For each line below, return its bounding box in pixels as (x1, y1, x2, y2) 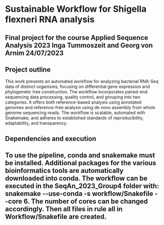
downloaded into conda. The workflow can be (5, 174, 148, 183)
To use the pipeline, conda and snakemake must (5, 151, 155, 160)
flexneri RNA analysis (5, 14, 94, 25)
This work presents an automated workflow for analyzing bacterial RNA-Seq (5, 79, 159, 84)
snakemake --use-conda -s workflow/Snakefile (5, 190, 153, 198)
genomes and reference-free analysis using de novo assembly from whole (5, 105, 156, 111)
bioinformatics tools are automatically (5, 167, 124, 175)
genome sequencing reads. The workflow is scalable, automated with (5, 110, 145, 116)
